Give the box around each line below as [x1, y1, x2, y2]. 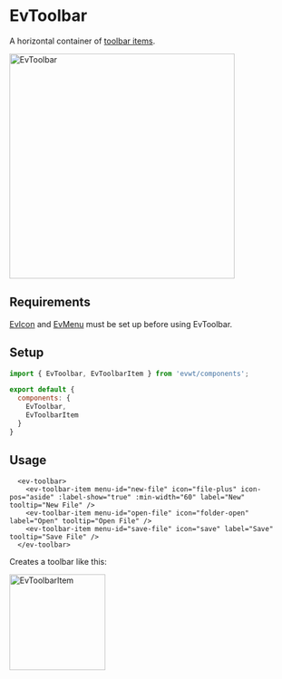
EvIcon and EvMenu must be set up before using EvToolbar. [9, 318, 233, 329]
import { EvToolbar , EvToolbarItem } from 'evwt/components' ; [9, 369, 249, 378]
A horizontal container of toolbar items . [9, 35, 156, 46]
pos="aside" [9, 492, 54, 501]
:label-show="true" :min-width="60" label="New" [57, 492, 246, 501]
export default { [9, 385, 75, 394]
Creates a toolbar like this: [9, 556, 107, 567]
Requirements [9, 295, 91, 310]
